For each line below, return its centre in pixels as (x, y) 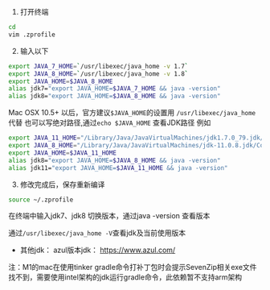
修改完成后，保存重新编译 (62, 184)
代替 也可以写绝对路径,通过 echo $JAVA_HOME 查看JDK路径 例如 (110, 122)
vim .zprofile (32, 35)
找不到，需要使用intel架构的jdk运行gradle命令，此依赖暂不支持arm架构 (125, 277)
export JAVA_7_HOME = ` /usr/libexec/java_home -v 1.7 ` (98, 66)
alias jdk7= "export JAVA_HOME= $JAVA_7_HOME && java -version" (115, 89)
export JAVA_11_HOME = (45, 138)
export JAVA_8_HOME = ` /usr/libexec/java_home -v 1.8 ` (98, 74)
